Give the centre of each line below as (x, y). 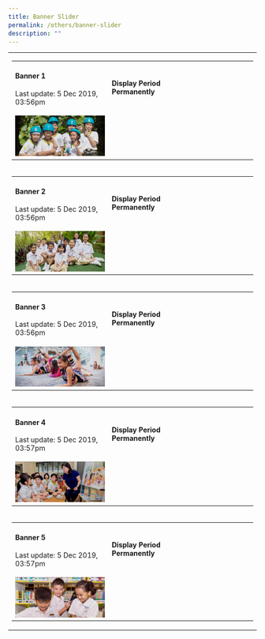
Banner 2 (30, 192)
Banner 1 (30, 76)
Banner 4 (30, 422)
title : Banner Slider (44, 17)
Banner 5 (30, 538)
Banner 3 (30, 306)
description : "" (35, 33)
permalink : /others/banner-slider (65, 25)
